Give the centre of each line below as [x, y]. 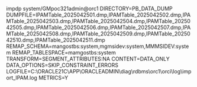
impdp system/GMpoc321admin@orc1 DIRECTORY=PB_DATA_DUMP [89, 9]
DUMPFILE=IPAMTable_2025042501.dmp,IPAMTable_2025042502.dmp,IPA [98, 15]
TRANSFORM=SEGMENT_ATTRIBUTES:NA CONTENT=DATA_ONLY [88, 59]
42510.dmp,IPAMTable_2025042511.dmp [56, 40]
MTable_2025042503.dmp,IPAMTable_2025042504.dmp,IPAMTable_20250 [98, 21]
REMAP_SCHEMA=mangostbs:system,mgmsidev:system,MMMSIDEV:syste [98, 46]
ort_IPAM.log [22, 78]
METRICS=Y [53, 78]
